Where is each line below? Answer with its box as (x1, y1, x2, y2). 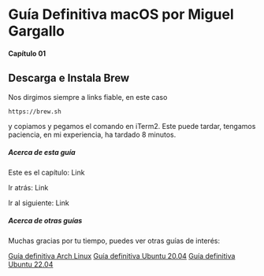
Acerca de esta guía (8, 148, 76, 157)
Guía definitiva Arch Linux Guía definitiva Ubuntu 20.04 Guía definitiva (8, 251, 236, 260)
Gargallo (8, 22, 65, 40)
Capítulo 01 (8, 49, 46, 58)
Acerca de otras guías (8, 216, 83, 226)
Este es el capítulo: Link (8, 167, 85, 177)
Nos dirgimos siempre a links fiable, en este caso (8, 92, 168, 101)
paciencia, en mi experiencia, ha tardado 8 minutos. (8, 130, 177, 139)
